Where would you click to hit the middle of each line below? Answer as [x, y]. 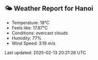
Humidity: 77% [27, 38]
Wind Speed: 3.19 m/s [33, 43]
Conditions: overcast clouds [40, 33]
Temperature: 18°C [30, 22]
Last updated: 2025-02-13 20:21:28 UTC [45, 52]
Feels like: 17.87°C [30, 28]
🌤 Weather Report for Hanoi [49, 8]
